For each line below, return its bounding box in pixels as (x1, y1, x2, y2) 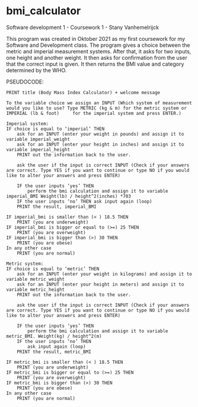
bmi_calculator (6, 4, 81, 18)
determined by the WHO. (6, 66, 67, 73)
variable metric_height (6, 286, 65, 293)
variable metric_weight (6, 276, 65, 282)
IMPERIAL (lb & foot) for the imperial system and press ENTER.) (6, 110, 182, 116)
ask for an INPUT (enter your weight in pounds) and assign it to (17, 131, 184, 137)
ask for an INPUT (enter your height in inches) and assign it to (17, 141, 184, 148)
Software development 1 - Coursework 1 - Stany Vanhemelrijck (6, 24, 159, 31)
